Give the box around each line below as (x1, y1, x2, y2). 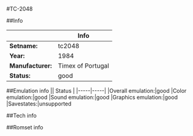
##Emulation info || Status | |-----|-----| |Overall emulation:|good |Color (6, 87, 187, 94)
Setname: (9, 42, 38, 50)
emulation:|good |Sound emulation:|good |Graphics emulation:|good (6, 94, 178, 101)
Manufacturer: (9, 62, 53, 70)
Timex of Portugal (57, 62, 109, 70)
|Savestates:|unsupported (6, 100, 72, 107)
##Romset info (6, 124, 44, 131)
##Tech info (6, 112, 37, 119)
